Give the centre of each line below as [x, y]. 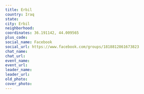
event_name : [17, 61]
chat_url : [15, 56]
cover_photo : [19, 84]
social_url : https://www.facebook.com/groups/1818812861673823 [72, 47]
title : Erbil [19, 10]
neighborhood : [20, 28]
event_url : [16, 65]
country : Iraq [20, 14]
